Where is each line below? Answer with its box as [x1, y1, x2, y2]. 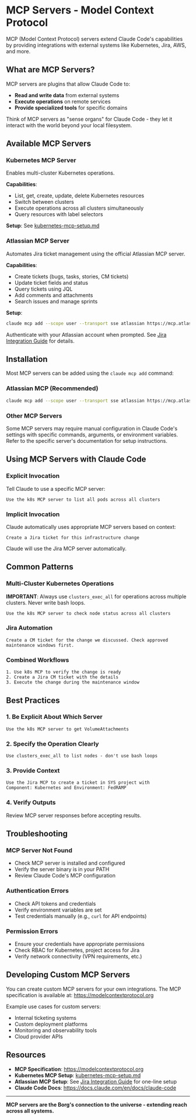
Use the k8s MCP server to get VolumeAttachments [6, 726, 129, 732]
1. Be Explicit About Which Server [6, 713, 103, 721]
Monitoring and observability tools [14, 1026, 97, 1034]
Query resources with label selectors [14, 211, 103, 218]
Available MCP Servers [6, 139, 92, 149]
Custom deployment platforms [14, 1020, 88, 1027]
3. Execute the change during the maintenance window [6, 679, 140, 685]
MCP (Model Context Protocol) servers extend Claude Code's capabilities [6, 35, 183, 42]
